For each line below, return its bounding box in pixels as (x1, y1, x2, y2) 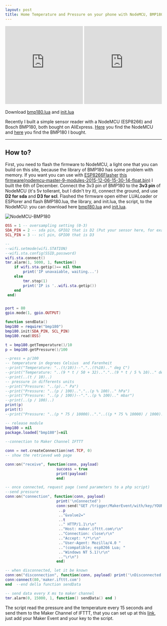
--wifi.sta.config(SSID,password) (5, 250, 77, 256)
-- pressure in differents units (5, 379, 75, 384)
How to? (5, 148, 31, 157)
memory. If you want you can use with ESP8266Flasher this (5, 172, 127, 178)
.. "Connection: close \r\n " (58, 531, 114, 536)
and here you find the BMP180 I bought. (5, 129, 87, 135)
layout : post (5, 7, 32, 12)
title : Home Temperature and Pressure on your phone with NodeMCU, (5, 12, 148, 17)
